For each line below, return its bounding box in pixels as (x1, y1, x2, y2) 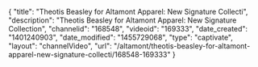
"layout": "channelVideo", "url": (8, 41, 113, 51)
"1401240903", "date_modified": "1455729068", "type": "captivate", (8, 32, 234, 42)
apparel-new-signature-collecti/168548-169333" (8, 50, 171, 59)
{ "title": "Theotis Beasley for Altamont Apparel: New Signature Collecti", (8, 7, 248, 16)
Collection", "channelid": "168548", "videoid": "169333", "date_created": (8, 24, 248, 33)
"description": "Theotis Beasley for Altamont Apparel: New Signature (8, 15, 237, 25)
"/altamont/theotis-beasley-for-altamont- (113, 41, 251, 51)
